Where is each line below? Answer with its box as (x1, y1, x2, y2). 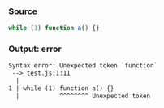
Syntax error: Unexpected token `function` (8, 62, 158, 70)
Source (8, 6, 38, 17)
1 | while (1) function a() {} (8, 84, 114, 93)
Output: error (8, 43, 63, 54)
